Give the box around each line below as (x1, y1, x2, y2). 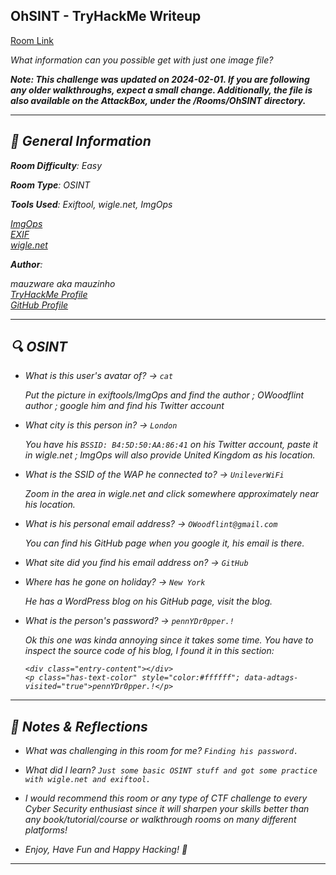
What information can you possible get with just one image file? (10, 54, 274, 66)
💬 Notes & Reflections (10, 718, 148, 735)
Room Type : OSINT (10, 179, 91, 191)
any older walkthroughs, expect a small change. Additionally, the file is (10, 84, 313, 96)
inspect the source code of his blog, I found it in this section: (24, 645, 275, 657)
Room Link (10, 34, 55, 46)
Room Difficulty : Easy (10, 159, 103, 171)
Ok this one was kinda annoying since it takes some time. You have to (24, 634, 314, 646)
